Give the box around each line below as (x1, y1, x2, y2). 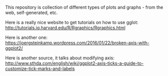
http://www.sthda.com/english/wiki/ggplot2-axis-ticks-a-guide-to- (5, 60, 144, 66)
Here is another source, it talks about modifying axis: (5, 55, 115, 61)
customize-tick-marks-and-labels (5, 65, 75, 71)
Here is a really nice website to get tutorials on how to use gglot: (5, 20, 138, 25)
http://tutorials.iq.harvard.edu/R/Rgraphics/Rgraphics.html (5, 25, 126, 31)
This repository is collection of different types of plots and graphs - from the (5, 5, 163, 10)
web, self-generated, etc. (5, 10, 58, 16)
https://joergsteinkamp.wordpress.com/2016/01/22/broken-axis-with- (5, 40, 150, 46)
